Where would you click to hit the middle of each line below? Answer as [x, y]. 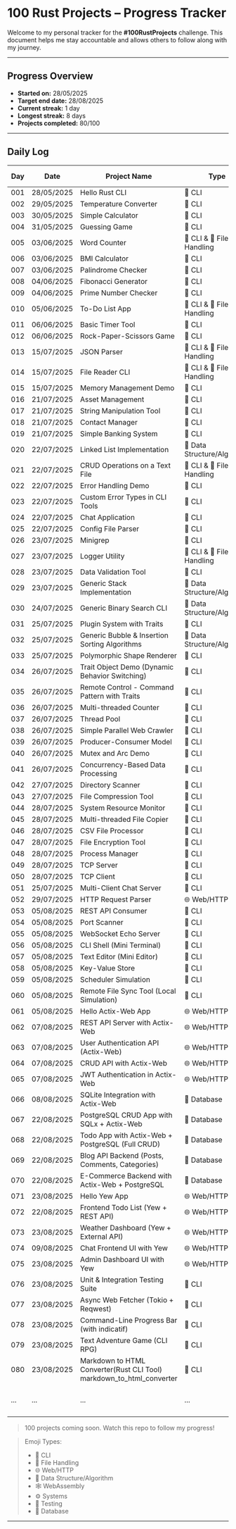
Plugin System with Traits [122, 623]
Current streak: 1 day [48, 108]
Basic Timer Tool [107, 324]
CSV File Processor [112, 830]
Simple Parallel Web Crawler [126, 730]
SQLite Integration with [118, 1094]
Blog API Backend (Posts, [122, 1155]
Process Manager [109, 854]
